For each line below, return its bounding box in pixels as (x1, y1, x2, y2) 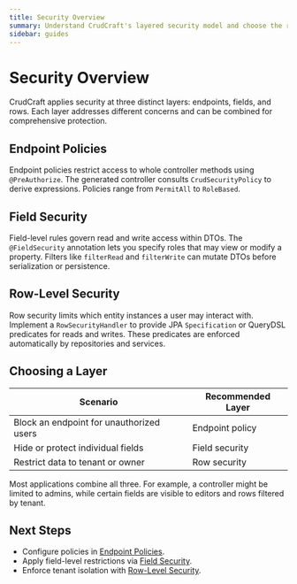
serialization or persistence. (9, 260, 110, 271)
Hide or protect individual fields (13, 442, 144, 454)
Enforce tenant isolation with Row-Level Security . (21, 565, 202, 576)
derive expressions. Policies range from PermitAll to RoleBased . (9, 183, 241, 195)
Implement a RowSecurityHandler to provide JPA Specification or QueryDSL (9, 319, 286, 330)
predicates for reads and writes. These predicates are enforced (9, 328, 240, 339)
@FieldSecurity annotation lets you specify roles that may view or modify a (9, 242, 282, 252)
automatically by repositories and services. (9, 338, 166, 349)
